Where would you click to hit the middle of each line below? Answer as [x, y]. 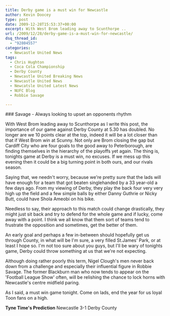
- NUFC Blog [23, 90]
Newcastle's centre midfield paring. [42, 283]
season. [13, 167]
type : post [17, 19]
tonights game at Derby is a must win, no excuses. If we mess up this [78, 156]
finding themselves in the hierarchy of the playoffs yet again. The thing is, [82, 151]
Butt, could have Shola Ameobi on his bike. [50, 199]
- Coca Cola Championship [37, 67]
